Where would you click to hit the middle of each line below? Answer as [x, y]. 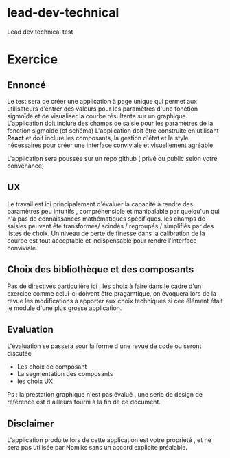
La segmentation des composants [65, 374]
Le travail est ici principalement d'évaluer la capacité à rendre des [100, 204]
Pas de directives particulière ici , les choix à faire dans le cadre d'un [104, 286]
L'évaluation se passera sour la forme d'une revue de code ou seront [104, 346]
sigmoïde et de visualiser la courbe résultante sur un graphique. [97, 116]
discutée [20, 353]
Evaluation [30, 329]
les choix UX [35, 381]
